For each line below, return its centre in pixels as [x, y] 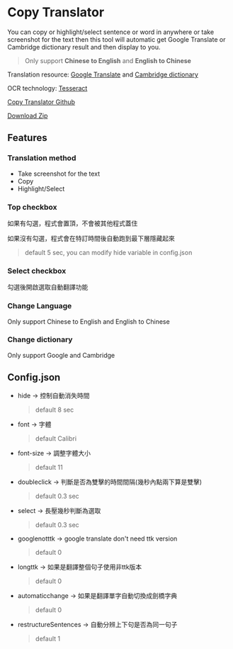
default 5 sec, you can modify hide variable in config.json [108, 252]
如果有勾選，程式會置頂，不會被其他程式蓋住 [73, 223]
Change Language [40, 306]
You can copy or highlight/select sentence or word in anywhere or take [111, 32]
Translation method [42, 158]
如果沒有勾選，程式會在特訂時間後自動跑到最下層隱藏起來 [91, 238]
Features [27, 138]
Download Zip [28, 115]
